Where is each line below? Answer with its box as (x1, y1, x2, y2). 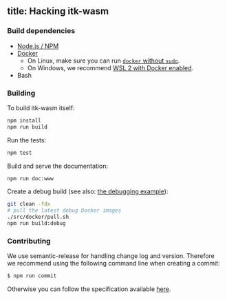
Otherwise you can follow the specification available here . (7, 285, 171, 293)
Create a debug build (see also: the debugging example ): (7, 187, 169, 195)
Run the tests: (7, 136, 47, 144)
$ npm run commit (7, 272, 57, 279)
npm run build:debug (7, 220, 67, 227)
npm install (7, 117, 41, 124)
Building (7, 88, 36, 98)
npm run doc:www (7, 175, 54, 182)
